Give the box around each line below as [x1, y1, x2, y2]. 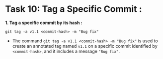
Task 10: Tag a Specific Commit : [5, 3, 143, 15]
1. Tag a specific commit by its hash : [5, 20, 83, 26]
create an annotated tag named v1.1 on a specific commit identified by [12, 43, 158, 49]
